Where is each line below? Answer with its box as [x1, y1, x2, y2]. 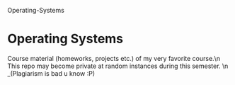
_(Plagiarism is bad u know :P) [7, 69, 96, 77]
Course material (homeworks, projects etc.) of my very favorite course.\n [7, 54, 221, 62]
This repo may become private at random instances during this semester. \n [7, 62, 229, 70]
